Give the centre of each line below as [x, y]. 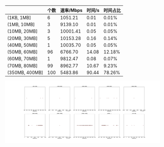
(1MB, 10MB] [21, 24]
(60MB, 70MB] [22, 59]
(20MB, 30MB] [22, 38]
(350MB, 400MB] [25, 73]
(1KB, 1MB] [19, 17]
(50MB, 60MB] [22, 52]
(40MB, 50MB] [22, 45]
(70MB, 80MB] [22, 66]
